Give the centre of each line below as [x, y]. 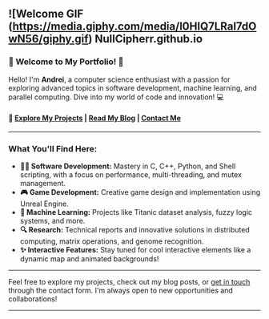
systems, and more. [52, 221]
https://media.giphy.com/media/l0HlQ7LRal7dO [134, 27]
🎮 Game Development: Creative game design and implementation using [140, 192]
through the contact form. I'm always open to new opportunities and [121, 291]
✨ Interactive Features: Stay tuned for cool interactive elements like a [135, 250]
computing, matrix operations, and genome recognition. [112, 241]
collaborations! [33, 299]
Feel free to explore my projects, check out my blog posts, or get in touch [129, 282]
